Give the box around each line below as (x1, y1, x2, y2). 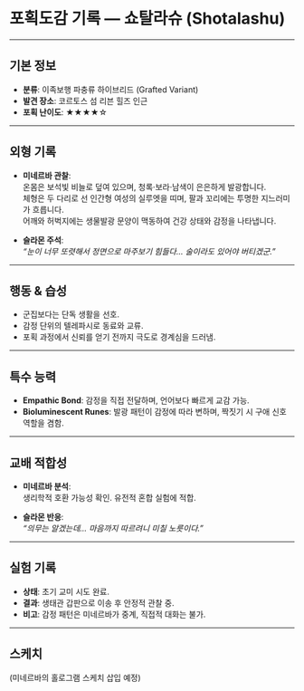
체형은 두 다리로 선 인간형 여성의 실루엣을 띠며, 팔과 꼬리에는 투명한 (22, 192, 260, 204)
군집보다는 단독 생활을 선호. (22, 309, 120, 320)
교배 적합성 (9, 455, 68, 471)
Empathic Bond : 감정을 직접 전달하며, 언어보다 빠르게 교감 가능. (22, 395, 251, 406)
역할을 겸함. (22, 417, 65, 428)
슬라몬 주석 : (22, 235, 64, 245)
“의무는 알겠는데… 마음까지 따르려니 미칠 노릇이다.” (22, 523, 204, 533)
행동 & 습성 (9, 283, 68, 299)
